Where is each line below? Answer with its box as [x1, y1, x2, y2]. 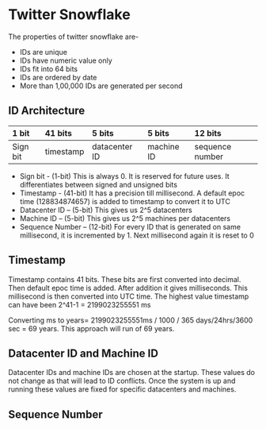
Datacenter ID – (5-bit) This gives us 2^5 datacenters [19, 205, 192, 214]
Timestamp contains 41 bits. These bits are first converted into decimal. [8, 274, 241, 284]
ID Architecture [8, 104, 85, 118]
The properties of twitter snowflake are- [8, 32, 139, 41]
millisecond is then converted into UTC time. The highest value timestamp [8, 292, 249, 301]
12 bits [194, 127, 222, 138]
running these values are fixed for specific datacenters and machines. [8, 385, 237, 394]
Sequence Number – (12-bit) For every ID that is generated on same [19, 222, 241, 231]
